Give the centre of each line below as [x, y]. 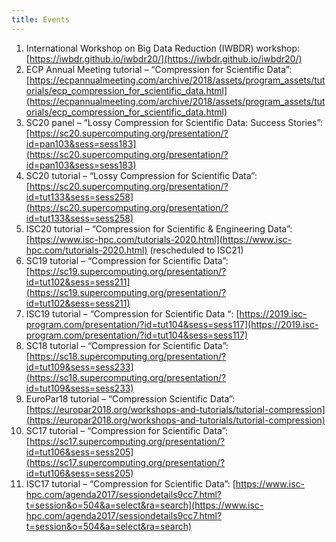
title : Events [41, 19]
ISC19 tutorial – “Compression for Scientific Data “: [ [132, 313]
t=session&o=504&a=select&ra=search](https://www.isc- [144, 505]
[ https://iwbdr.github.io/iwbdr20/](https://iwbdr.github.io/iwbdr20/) [164, 58]
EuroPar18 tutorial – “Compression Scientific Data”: [130, 398]
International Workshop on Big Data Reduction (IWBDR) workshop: [163, 48]
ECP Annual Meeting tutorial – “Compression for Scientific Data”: [159, 69]
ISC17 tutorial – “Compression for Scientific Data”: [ [130, 483]
